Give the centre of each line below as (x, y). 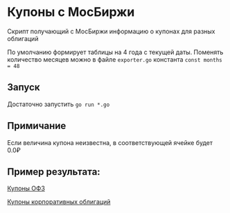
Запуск (24, 87)
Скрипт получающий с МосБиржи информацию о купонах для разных (111, 31)
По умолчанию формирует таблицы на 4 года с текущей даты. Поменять (115, 52)
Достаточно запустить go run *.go (59, 104)
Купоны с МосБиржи (71, 12)
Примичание (37, 126)
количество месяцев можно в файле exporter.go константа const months (115, 59)
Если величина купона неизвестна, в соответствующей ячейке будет (110, 142)
